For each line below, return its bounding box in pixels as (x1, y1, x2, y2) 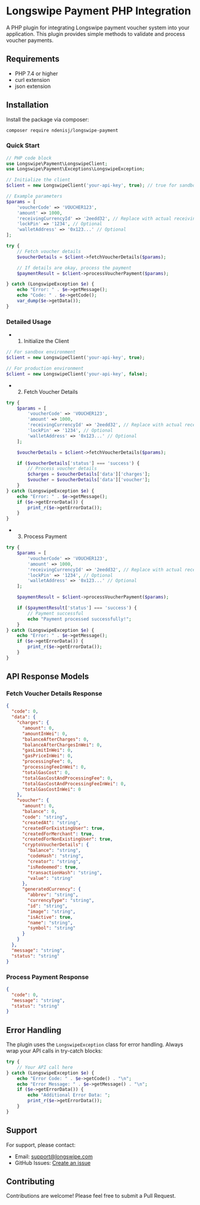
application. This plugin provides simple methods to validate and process (6, 30, 186, 37)
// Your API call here (17, 1064, 73, 1071)
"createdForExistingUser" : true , (21, 825, 105, 831)
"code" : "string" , (21, 814, 68, 820)
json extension (14, 82, 51, 90)
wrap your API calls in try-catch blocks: (6, 1047, 103, 1054)
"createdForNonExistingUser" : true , (21, 836, 113, 842)
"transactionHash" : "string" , (27, 870, 102, 876)
